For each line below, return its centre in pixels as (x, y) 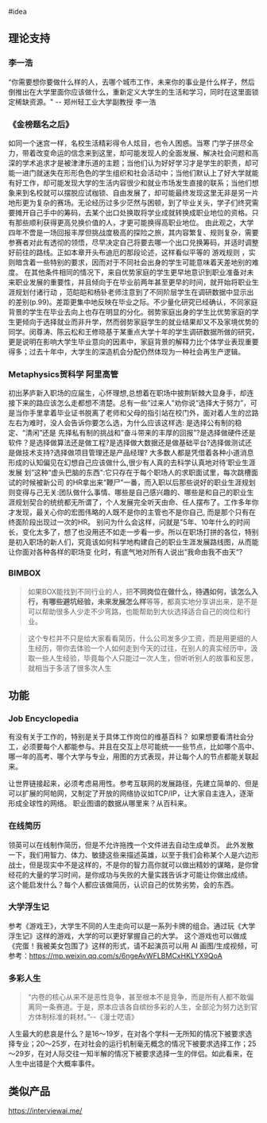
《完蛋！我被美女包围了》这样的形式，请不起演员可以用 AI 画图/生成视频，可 (133, 946)
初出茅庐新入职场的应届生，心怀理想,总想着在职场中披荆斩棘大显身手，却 (128, 393)
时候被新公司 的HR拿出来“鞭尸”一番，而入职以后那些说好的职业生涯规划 (139, 482)
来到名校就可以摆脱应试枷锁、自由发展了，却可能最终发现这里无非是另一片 (137, 192)
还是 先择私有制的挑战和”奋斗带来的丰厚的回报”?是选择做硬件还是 (149, 433)
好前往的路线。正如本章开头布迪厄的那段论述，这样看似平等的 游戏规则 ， (128, 252)
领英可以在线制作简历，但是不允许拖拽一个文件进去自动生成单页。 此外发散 (131, 845)
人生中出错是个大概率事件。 (54, 1063)
